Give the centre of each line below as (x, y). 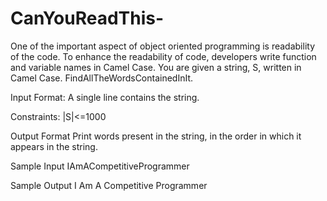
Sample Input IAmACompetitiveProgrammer (100, 166)
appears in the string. (54, 146)
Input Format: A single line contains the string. (105, 97)
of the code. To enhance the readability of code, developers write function (163, 56)
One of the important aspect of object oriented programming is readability (162, 46)
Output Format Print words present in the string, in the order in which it (156, 136)
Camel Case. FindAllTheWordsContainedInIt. (102, 78)
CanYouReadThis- (87, 18)
